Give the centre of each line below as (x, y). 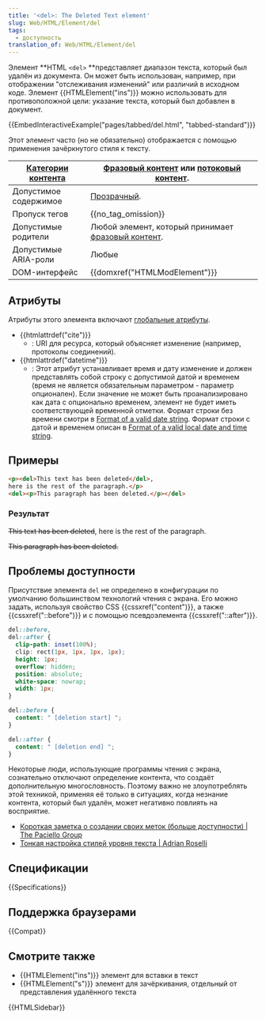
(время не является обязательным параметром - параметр (133, 385)
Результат (29, 513)
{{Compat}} (27, 931)
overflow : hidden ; (46, 667)
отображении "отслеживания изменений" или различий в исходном (124, 85)
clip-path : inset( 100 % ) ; (56, 645)
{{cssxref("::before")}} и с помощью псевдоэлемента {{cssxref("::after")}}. (133, 616)
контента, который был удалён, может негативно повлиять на (113, 803)
